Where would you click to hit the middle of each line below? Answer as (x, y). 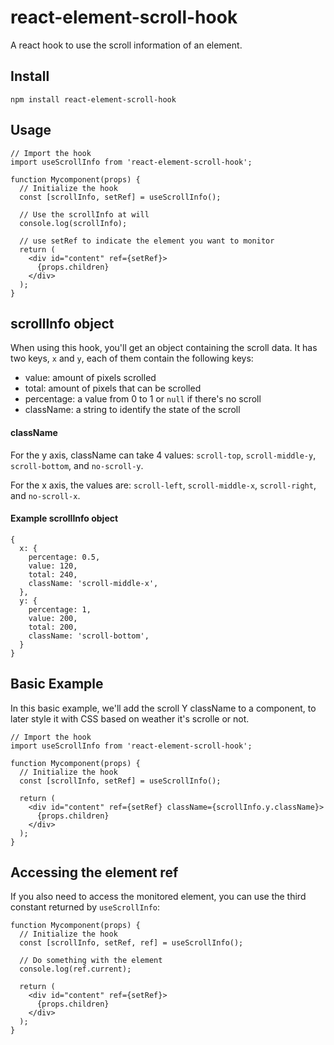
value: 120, (53, 566)
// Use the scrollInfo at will (84, 214)
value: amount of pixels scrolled (90, 378)
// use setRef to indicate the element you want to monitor (147, 241)
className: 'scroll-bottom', (89, 636)
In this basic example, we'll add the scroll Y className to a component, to (163, 708)
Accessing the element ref (94, 872)
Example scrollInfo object (64, 518)
